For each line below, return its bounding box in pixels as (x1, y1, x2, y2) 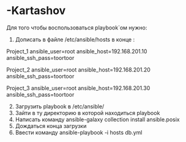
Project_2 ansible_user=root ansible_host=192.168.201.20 (6, 65, 151, 73)
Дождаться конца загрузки (15, 122, 87, 129)
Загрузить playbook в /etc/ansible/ (15, 102, 105, 110)
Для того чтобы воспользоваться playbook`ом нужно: (6, 24, 147, 31)
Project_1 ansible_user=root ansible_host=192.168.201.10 (6, 47, 147, 55)
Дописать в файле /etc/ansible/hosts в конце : (15, 35, 135, 43)
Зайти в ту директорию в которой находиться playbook (15, 109, 160, 116)
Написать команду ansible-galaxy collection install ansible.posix (15, 116, 180, 123)
